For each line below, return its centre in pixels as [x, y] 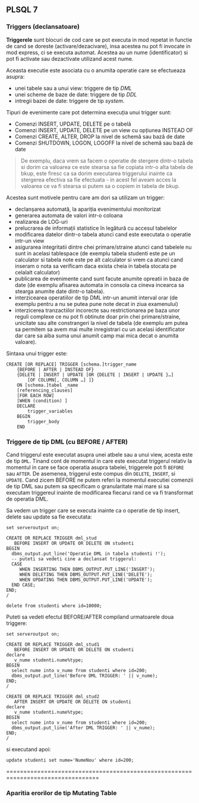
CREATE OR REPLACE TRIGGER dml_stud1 [53, 644]
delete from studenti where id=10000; [54, 606]
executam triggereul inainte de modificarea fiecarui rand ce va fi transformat [100, 492]
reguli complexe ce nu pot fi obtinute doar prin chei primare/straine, [98, 316]
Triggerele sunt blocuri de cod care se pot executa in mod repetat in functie [99, 40]
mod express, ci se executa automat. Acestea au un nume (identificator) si [97, 52]
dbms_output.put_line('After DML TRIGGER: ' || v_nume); [83, 728]
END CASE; [23, 585]
